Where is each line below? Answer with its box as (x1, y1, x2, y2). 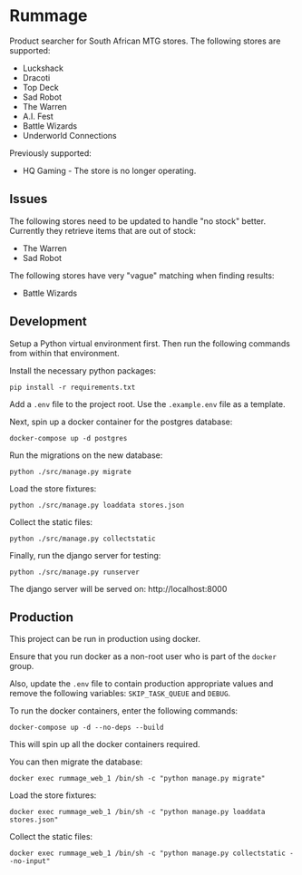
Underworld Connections (22, 130, 117, 141)
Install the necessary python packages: (9, 365, 157, 376)
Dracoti (22, 72, 51, 83)
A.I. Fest (22, 111, 54, 122)
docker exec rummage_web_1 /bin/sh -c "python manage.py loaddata (9, 808, 266, 817)
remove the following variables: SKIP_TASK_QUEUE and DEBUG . (9, 688, 231, 699)
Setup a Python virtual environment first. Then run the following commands (9, 337, 290, 349)
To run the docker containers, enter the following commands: (9, 705, 239, 716)
